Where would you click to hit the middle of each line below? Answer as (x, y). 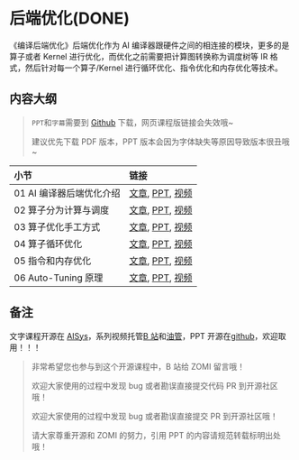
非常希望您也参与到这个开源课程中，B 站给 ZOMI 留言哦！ (138, 366)
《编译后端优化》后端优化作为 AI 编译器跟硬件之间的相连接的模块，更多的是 (149, 45)
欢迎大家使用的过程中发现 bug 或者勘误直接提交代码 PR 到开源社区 (154, 385)
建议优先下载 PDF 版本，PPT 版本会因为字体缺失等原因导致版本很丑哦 (160, 142)
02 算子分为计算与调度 (62, 210)
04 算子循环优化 (48, 244)
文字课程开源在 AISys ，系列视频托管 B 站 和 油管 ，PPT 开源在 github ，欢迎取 (148, 336)
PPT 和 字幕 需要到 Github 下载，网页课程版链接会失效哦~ (132, 122)
